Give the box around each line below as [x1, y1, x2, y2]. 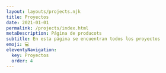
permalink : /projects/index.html [6, 25, 89, 31]
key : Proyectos [11, 52, 49, 58]
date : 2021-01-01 [6, 19, 49, 25]
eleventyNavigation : [6, 47, 58, 53]
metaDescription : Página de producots [6, 31, 102, 36]
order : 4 [11, 58, 33, 64]
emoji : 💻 [6, 42, 30, 48]
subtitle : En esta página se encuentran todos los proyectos [6, 36, 161, 42]
